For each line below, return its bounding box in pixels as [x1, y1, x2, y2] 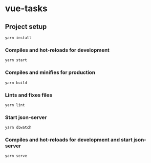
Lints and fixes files [5, 92, 53, 98]
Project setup [5, 23, 47, 31]
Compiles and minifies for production [5, 69, 95, 76]
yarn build [5, 80, 27, 85]
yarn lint [5, 102, 25, 108]
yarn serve [5, 154, 27, 159]
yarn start [5, 58, 27, 63]
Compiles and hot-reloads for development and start [5, 137, 133, 143]
